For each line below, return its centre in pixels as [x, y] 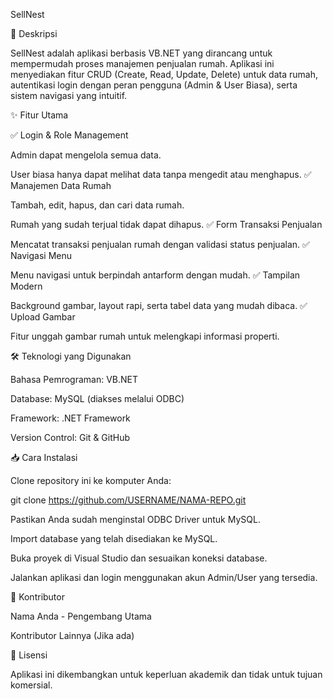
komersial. [31, 685]
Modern [26, 286]
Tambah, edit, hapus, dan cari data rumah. [97, 205]
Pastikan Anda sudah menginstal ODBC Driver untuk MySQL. [135, 519]
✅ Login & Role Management [69, 135]
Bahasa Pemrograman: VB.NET [74, 379]
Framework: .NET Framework [70, 418]
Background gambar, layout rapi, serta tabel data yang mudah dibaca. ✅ [159, 305]
